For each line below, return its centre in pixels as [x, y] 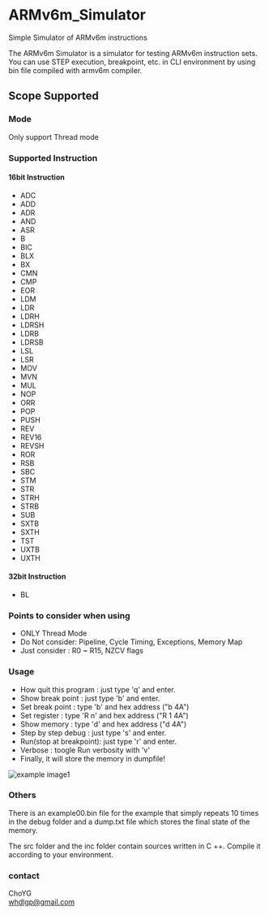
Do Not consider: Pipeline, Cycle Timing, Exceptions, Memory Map [131, 642]
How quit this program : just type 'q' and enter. [98, 689]
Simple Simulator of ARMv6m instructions [78, 37]
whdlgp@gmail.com [42, 902]
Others [22, 796]
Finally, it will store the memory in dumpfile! [93, 758]
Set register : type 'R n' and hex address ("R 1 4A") [104, 715]
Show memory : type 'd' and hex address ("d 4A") [103, 724]
